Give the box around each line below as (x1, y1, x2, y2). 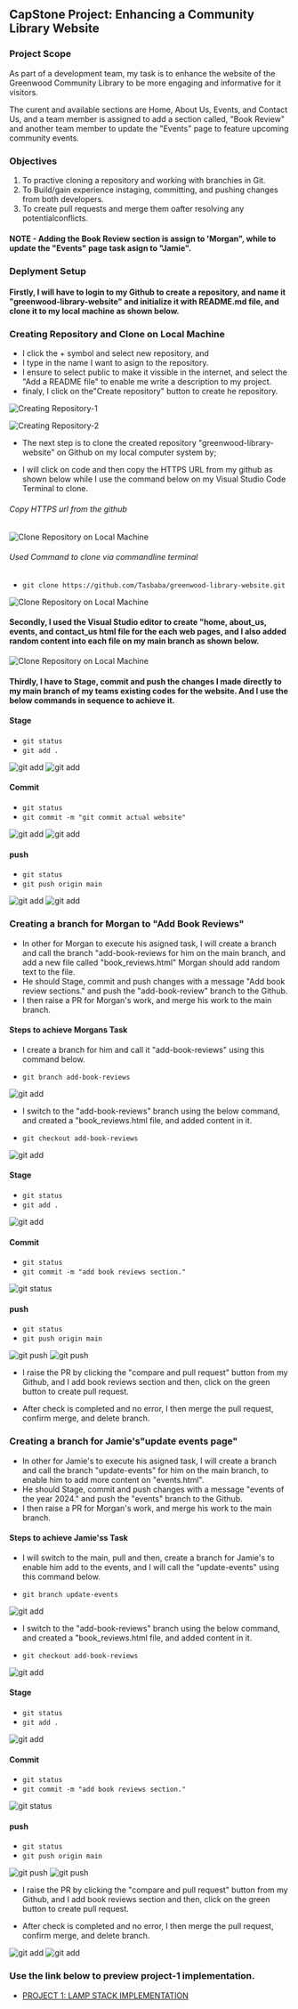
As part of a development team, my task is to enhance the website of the (9, 68, 276, 78)
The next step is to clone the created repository (21, 438, 197, 449)
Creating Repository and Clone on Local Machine (9, 328, 225, 341)
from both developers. (21, 193, 104, 204)
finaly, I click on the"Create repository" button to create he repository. (21, 386, 278, 397)
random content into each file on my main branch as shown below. (9, 636, 260, 646)
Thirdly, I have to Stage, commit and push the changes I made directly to (9, 676, 282, 686)
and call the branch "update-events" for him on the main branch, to (21, 1464, 269, 1476)
